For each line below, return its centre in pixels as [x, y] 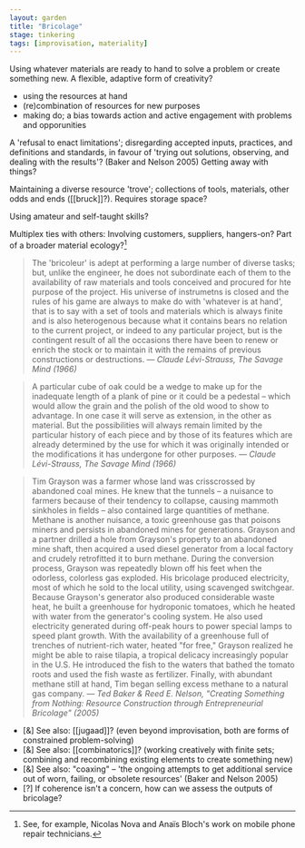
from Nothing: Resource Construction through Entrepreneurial [147, 703]
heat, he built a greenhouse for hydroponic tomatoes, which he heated [163, 606]
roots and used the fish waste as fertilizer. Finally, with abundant [152, 674]
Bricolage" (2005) [65, 713]
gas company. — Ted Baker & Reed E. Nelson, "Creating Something [158, 693]
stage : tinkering [42, 35]
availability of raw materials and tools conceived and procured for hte [162, 281]
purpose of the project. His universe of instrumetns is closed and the [160, 291]
